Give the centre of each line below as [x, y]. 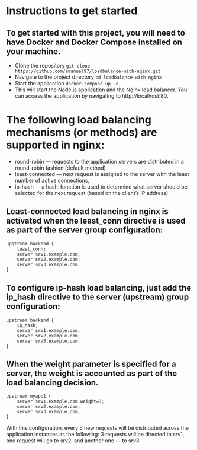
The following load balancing [79, 120]
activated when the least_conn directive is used [96, 221]
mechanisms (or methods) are [82, 133]
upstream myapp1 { [29, 396]
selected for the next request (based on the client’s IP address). [92, 193]
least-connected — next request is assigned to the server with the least [102, 174]
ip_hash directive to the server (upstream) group [98, 297]
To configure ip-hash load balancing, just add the [99, 288]
